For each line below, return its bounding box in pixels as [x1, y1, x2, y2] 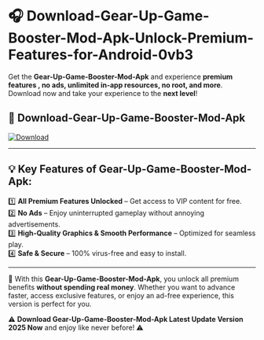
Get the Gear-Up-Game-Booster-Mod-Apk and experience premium [8, 72, 233, 81]
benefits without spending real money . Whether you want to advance [8, 282, 236, 292]
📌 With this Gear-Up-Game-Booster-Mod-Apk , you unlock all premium [8, 274, 240, 283]
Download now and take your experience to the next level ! [8, 88, 198, 98]
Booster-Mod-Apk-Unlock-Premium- [8, 29, 254, 47]
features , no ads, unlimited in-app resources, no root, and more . [8, 80, 223, 90]
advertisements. [8, 219, 60, 229]
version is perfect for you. [8, 299, 92, 309]
